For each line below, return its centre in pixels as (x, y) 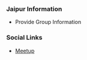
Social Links (24, 38)
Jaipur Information (34, 9)
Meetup (25, 50)
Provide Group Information (48, 22)
